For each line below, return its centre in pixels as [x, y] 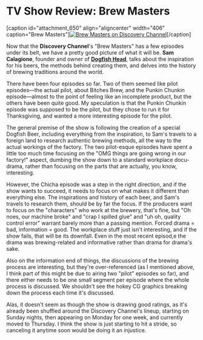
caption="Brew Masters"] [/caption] [99, 34]
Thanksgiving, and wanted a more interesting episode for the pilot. [89, 116]
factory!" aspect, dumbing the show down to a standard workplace [90, 159]
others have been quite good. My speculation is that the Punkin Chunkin [96, 103]
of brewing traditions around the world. [55, 72]
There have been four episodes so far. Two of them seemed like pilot [92, 84]
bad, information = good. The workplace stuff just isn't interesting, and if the [101, 229]
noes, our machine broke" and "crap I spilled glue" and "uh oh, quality [94, 216]
